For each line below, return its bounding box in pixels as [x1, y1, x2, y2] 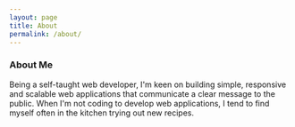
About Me [9, 59, 54, 71]
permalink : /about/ [9, 29, 82, 38]
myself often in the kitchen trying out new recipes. [9, 107, 195, 118]
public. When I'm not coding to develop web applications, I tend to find [9, 98, 270, 108]
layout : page [9, 12, 58, 22]
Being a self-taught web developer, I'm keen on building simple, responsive [9, 79, 287, 90]
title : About [9, 21, 58, 30]
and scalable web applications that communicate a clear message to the [9, 88, 275, 99]
